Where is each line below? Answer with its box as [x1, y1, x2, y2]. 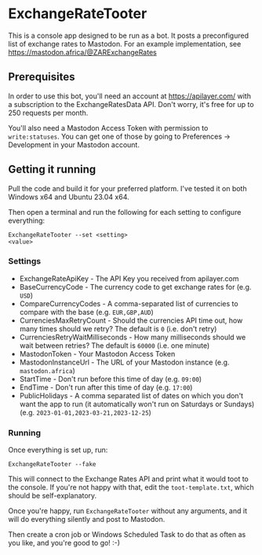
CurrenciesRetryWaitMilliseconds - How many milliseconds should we [19, 332, 246, 342]
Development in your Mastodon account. [8, 139, 140, 150]
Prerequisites [8, 70, 75, 83]
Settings [8, 256, 42, 267]
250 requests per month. [8, 108, 89, 117]
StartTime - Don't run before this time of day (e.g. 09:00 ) [19, 374, 202, 383]
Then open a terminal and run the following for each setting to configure [8, 207, 242, 216]
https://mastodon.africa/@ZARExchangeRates [8, 47, 157, 57]
